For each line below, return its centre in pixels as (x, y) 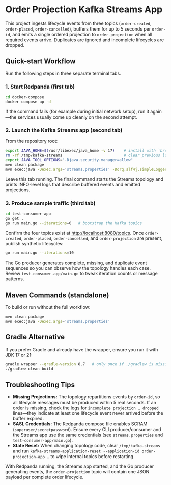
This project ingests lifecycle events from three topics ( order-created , (78, 23)
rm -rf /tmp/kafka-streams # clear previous (83, 155)
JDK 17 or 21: (19, 355)
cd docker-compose (25, 97)
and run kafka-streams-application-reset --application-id (76, 451)
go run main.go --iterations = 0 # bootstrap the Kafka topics (74, 223)
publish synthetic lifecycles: (34, 244)
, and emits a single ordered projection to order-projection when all (81, 34)
